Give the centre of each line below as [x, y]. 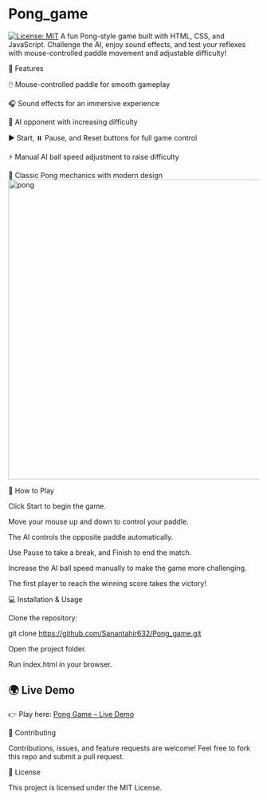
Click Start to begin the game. [57, 506]
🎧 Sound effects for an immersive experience [84, 103]
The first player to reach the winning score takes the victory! [108, 583]
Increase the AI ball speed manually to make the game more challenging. [128, 568]
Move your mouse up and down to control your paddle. [98, 521]
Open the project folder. [47, 648]
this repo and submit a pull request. [67, 756]
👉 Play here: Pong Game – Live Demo [71, 714]
